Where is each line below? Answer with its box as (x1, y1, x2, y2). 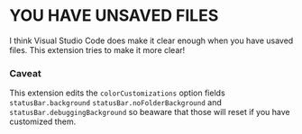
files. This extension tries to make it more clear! (9, 44, 186, 55)
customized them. (9, 116, 77, 127)
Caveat (9, 67, 42, 79)
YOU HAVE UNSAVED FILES (9, 5, 219, 26)
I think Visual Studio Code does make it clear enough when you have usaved (9, 35, 294, 46)
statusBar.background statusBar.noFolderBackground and (9, 97, 223, 108)
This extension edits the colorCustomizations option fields (9, 87, 225, 99)
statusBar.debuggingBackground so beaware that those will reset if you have (9, 107, 290, 118)
